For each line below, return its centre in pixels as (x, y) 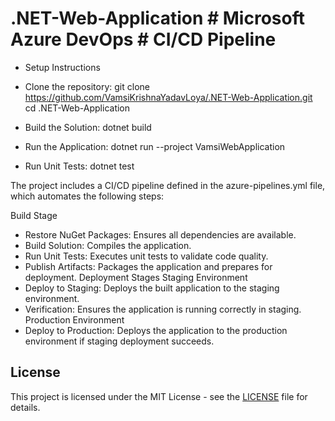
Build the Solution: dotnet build (88, 127)
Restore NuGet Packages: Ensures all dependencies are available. (160, 234)
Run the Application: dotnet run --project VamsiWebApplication (155, 146)
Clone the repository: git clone (87, 86)
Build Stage (34, 215)
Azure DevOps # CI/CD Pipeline (143, 39)
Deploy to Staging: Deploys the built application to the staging (152, 288)
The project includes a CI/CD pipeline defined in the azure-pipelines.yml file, (168, 185)
